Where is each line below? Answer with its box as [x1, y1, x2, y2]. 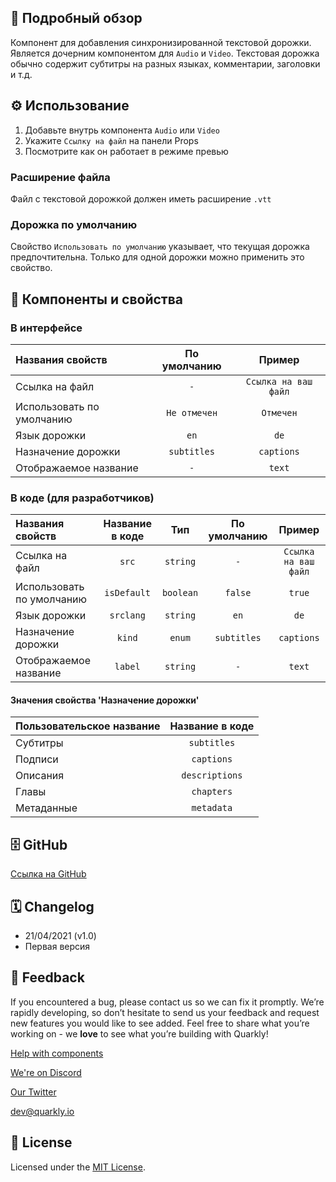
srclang [109, 610, 146, 621]
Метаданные [15, 801, 78, 815]
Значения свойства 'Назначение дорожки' [10, 694, 200, 706]
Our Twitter [10, 1086, 57, 1098]
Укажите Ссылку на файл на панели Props [24, 134, 199, 146]
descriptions [181, 770, 243, 781]
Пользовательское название [15, 719, 161, 733]
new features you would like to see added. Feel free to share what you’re [10, 1017, 310, 1029]
